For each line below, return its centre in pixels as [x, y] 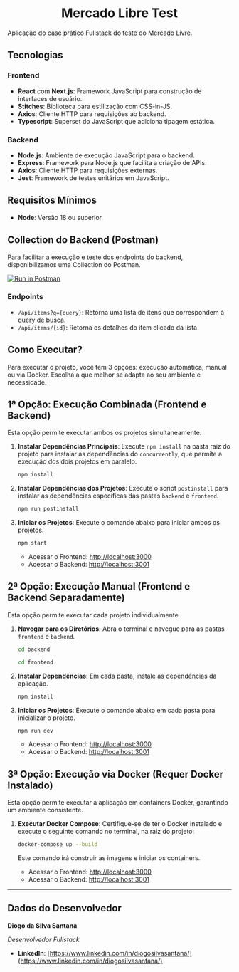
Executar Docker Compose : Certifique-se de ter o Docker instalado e [120, 824]
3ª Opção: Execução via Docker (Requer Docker [116, 774]
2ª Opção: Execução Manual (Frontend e [99, 586]
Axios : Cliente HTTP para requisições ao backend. [92, 114]
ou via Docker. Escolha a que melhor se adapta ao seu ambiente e [104, 375]
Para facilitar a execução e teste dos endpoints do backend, [95, 257]
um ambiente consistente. [45, 810]
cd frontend [35, 662]
